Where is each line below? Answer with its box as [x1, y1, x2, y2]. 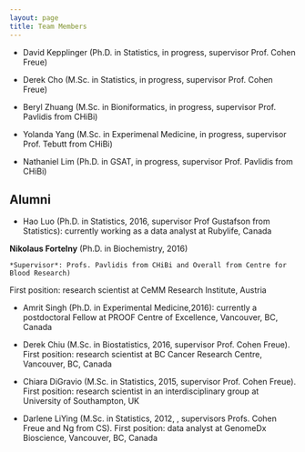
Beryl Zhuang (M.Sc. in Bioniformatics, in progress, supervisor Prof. [22, 101, 277, 112]
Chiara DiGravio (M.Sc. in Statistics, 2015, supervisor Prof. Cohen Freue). [22, 377, 297, 387]
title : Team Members [9, 22, 88, 31]
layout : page [9, 13, 59, 23]
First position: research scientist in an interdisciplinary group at [22, 386, 259, 397]
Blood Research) [9, 269, 71, 278]
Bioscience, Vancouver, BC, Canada [22, 433, 158, 444]
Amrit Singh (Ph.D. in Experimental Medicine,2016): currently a [22, 302, 258, 314]
